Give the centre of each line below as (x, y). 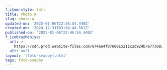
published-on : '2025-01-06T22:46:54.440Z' (50, 33)
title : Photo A (21, 14)
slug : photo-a (20, 19)
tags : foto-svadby (24, 60)
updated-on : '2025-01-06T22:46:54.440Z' (48, 23)
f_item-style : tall (25, 10)
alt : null (20, 51)
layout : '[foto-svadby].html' (37, 55)
